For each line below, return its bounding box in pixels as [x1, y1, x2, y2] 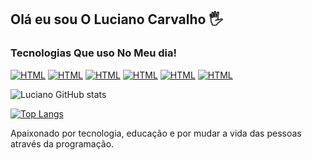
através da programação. [10, 137, 115, 150]
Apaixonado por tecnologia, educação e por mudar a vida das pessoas [10, 127, 302, 139]
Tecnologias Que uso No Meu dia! [10, 46, 177, 60]
